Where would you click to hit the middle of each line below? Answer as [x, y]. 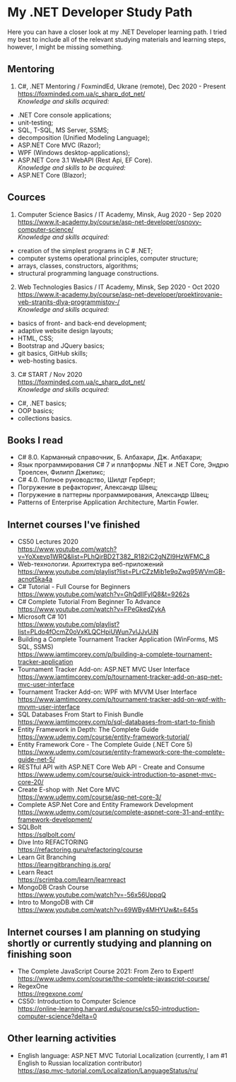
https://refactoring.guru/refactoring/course [80, 850]
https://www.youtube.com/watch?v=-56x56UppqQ [92, 895]
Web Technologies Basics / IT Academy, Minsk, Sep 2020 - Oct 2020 [119, 286]
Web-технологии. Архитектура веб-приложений [90, 564]
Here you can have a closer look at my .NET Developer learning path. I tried [117, 32]
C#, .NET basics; [42, 403]
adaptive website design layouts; [65, 330]
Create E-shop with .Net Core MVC [69, 790]
